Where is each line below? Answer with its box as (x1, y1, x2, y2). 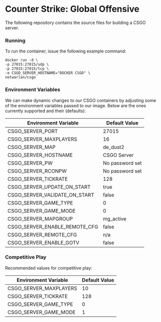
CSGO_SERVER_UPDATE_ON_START (7, 183, 91, 190)
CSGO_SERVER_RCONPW (7, 168, 67, 174)
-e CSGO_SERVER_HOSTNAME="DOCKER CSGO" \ (5, 71, 91, 75)
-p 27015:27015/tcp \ (5, 66, 49, 72)
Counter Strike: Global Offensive (5, 3, 140, 15)
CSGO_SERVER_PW (7, 159, 53, 166)
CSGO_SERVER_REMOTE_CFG (7, 231, 77, 238)
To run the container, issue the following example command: (5, 48, 126, 54)
